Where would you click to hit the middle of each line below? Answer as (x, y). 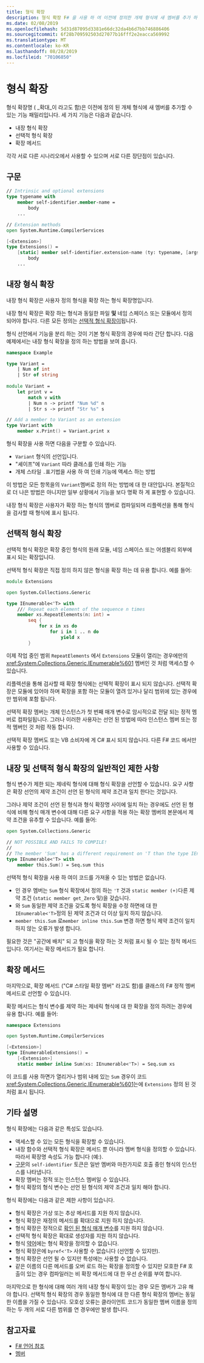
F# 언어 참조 (30, 1346)
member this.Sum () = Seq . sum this (61, 865)
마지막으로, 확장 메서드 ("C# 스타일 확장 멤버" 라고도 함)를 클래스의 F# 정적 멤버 (101, 985)
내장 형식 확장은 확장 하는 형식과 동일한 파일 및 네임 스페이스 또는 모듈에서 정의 (99, 313)
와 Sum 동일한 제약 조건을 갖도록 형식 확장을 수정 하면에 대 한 (86, 905)
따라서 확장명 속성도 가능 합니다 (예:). (59, 1156)
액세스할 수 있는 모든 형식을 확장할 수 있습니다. (70, 1141)
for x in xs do (58, 626)
